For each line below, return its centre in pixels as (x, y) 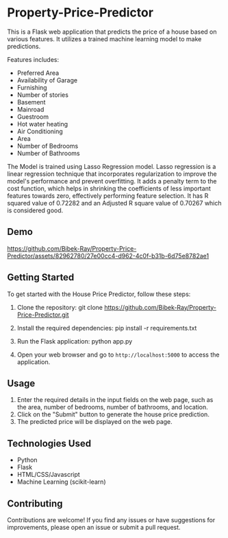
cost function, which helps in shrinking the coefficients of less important (109, 188)
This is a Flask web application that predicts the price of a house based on (112, 32)
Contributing (35, 503)
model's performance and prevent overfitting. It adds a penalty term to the (112, 181)
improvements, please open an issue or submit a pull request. (94, 527)
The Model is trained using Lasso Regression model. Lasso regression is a (112, 166)
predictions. (24, 46)
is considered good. (35, 210)
